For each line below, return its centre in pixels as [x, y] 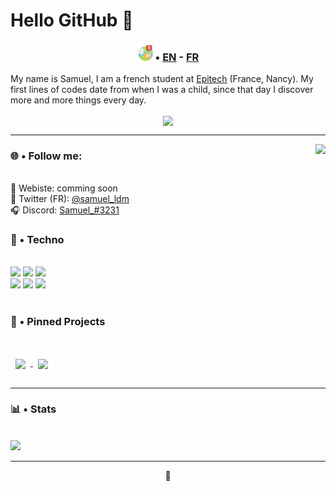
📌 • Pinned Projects [58, 322]
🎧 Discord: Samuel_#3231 [65, 210]
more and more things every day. [78, 100]
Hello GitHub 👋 [72, 20]
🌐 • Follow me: [46, 156]
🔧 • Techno [37, 239]
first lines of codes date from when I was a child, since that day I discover [162, 90]
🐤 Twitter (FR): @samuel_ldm [70, 198]
